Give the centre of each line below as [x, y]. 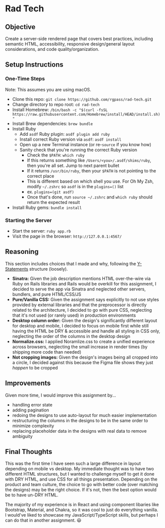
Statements [17, 269]
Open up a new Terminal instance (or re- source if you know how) [85, 144]
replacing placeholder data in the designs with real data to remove [79, 431]
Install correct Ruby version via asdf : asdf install [70, 139]
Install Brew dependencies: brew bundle [52, 123]
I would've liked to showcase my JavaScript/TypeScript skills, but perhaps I [82, 515]
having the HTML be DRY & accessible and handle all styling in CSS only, [86, 331]
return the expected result [53, 202]
